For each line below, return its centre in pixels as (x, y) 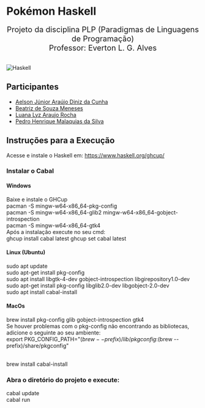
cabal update (23, 393)
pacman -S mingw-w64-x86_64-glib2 (54, 212)
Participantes (33, 87)
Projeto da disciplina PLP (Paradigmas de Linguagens (102, 29)
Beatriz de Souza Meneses (49, 108)
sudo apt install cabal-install (42, 292)
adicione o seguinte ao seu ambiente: (54, 333)
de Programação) (103, 39)
